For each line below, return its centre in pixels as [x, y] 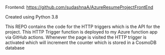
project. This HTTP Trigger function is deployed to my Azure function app [81, 32]
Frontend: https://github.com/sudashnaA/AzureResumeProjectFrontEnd [79, 7]
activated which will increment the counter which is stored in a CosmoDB [81, 42]
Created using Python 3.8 [32, 17]
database [15, 48]
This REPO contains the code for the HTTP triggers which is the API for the [82, 26]
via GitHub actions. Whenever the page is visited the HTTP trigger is [76, 37]
